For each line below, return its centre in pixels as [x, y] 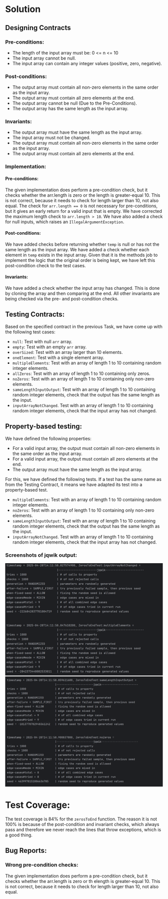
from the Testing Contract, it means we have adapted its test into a [74, 485]
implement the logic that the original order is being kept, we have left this [80, 260]
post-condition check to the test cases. [45, 265]
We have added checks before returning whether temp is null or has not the [82, 244]
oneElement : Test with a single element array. [58, 357]
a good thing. [19, 835]
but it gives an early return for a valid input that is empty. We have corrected [84, 211]
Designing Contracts [38, 28]
